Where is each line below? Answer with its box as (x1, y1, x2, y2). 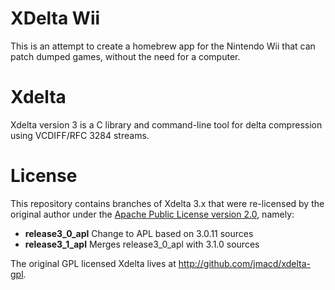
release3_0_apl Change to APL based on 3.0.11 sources (24, 227, 254, 239)
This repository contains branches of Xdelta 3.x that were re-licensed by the (10, 197, 325, 209)
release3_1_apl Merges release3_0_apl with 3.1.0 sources (24, 238, 260, 250)
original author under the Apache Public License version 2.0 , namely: (10, 208, 295, 220)
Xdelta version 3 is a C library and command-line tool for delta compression (10, 118, 323, 131)
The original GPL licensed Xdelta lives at (10, 257, 177, 269)
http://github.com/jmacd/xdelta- (178, 257, 312, 269)
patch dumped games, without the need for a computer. (10, 50, 241, 62)
